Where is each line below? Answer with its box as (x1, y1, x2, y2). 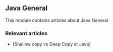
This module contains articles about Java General (5, 17, 108, 23)
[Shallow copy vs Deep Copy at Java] (12, 41, 91, 47)
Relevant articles (5, 29, 48, 36)
